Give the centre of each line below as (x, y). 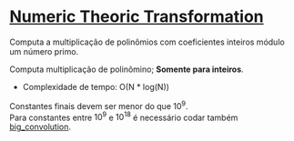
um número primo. (44, 51)
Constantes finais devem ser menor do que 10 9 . (99, 105)
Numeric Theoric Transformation (137, 17)
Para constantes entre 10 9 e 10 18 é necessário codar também (124, 116)
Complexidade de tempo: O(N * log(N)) (96, 86)
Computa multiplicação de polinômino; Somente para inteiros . (127, 69)
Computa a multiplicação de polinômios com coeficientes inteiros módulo (147, 42)
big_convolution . (40, 127)
